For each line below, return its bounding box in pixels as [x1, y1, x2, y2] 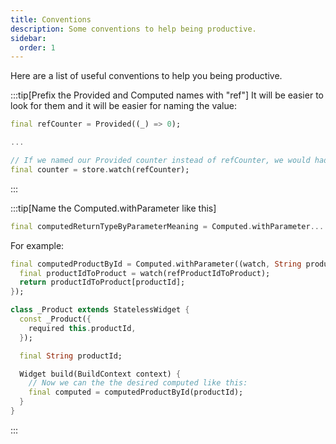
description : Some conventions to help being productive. [10, 24, 257, 34]
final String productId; [19, 351, 123, 361]
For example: [10, 239, 65, 251]
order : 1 [19, 42, 56, 53]
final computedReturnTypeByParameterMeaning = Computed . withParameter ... [10, 221, 325, 231]
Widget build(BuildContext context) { [19, 369, 182, 379]
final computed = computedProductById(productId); [28, 387, 244, 398]
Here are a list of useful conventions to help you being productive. [10, 70, 283, 82]
